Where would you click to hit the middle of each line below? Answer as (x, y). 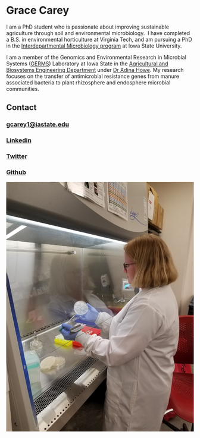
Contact (21, 108)
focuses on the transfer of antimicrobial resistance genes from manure (93, 76)
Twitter (17, 156)
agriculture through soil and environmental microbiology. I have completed (98, 33)
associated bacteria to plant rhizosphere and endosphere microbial (88, 82)
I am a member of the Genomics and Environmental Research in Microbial (96, 57)
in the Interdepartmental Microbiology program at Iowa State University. (94, 46)
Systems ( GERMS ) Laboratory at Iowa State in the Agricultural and (87, 64)
